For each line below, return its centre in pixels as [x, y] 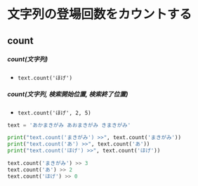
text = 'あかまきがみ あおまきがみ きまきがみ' [69, 125]
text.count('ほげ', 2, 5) [54, 113]
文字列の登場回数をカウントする [100, 14]
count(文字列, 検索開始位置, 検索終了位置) [68, 94]
